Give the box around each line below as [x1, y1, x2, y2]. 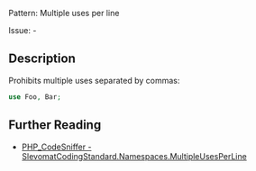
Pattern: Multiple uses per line [8, 8, 120, 18]
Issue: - [8, 25, 37, 35]
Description [8, 51, 76, 67]
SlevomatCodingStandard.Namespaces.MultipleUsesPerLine [21, 150, 247, 161]
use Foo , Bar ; [8, 92, 62, 102]
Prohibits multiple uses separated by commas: [8, 75, 180, 85]
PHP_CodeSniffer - [21, 141, 92, 152]
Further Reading [8, 117, 102, 133]
